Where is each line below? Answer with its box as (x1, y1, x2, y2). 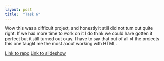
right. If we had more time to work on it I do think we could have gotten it (5, 30, 153, 36)
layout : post (5, 7, 32, 12)
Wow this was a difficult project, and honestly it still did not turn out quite (5, 25, 153, 31)
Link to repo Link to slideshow (5, 50, 66, 56)
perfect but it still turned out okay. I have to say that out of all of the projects (5, 35, 159, 41)
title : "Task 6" (5, 12, 41, 17)
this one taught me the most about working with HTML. (5, 41, 117, 46)
